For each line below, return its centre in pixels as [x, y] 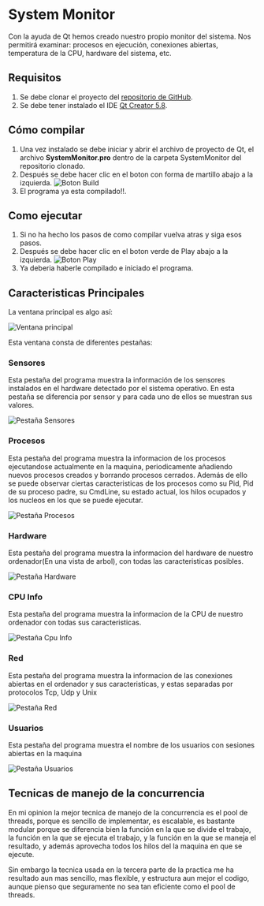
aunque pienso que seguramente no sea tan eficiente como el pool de [122, 886]
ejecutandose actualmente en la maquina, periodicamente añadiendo [120, 466]
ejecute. [21, 854]
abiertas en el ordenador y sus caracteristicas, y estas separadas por [121, 684]
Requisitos [35, 78]
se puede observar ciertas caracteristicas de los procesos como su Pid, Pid [131, 483]
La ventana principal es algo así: [60, 312]
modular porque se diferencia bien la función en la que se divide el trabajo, [130, 829]
